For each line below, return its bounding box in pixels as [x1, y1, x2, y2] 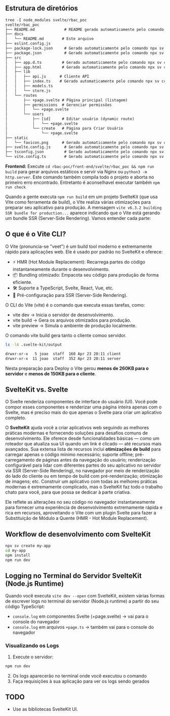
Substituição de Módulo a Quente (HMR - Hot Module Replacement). [5, 515, 148, 521]
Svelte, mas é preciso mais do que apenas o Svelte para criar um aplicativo [5, 409, 162, 416]
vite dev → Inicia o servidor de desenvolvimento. [12, 312, 114, 318]
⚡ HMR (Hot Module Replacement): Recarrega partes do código [12, 258, 146, 265]
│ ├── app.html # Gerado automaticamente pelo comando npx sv [5, 64, 162, 70]
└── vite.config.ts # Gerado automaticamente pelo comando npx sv [5, 154, 164, 159]
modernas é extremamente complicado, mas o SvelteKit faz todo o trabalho [5, 484, 163, 490]
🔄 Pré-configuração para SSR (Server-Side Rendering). [12, 292, 128, 298]
